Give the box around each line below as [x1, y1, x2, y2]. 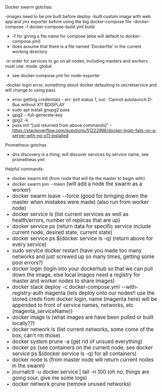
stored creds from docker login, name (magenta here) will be [12, 296, 157, 302]
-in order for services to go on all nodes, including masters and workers [5, 58, 148, 64]
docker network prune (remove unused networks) [12, 381, 132, 387]
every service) [12, 241, 47, 248]
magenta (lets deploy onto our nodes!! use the [44, 290, 155, 296]
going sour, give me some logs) [12, 375, 88, 381]
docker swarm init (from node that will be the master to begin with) [12, 176, 145, 181]
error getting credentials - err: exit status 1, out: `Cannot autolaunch [12, 97, 147, 102]
